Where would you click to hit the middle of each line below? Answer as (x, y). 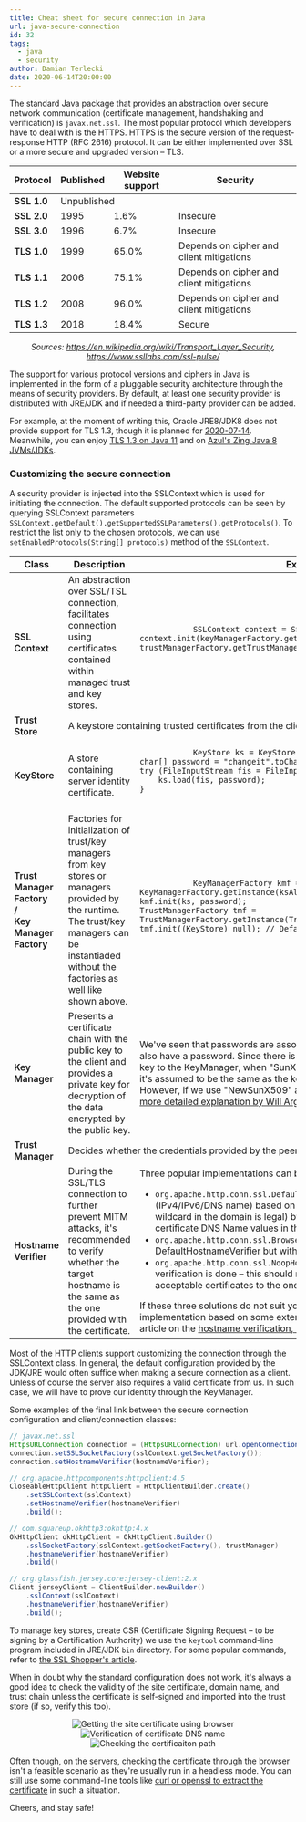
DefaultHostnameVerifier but (216, 1251)
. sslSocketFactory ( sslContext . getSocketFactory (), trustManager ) (153, 1546)
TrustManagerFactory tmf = (198, 910)
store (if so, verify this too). (61, 1706)
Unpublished (88, 201)
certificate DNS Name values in (221, 1228)
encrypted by (97, 1119)
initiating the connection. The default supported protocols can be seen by (148, 504)
